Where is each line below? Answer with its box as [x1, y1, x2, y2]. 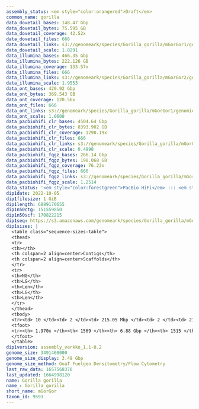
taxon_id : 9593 [6, 394, 44, 400]
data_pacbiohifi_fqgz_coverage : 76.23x [6, 163, 105, 169]
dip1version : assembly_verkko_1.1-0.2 [6, 344, 102, 350]
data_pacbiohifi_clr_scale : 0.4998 [6, 146, 94, 152]
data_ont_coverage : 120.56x [6, 96, 76, 102]
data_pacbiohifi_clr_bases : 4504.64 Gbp [6, 119, 108, 125]
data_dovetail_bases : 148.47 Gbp [6, 20, 89, 25]
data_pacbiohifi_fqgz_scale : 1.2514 [6, 179, 97, 185]
